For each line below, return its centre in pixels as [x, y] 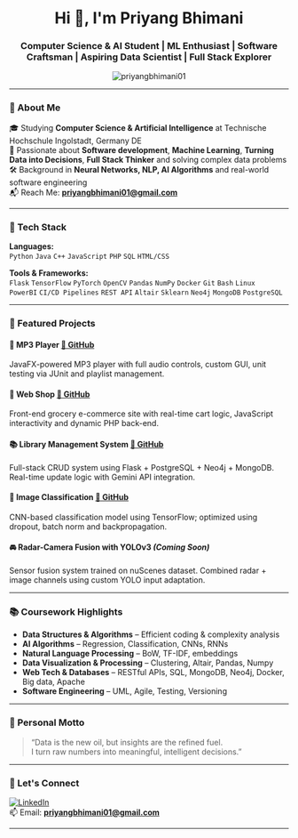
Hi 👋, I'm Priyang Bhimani [149, 18]
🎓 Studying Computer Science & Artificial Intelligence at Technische [138, 127]
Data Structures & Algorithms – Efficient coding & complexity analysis [151, 634]
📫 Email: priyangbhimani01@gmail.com [84, 812]
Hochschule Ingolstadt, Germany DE [75, 141]
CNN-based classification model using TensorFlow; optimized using [133, 517]
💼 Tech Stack [38, 227]
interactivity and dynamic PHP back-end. [84, 423]
